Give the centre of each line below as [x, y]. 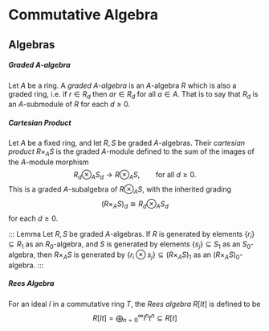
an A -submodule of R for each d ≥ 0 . [69, 104]
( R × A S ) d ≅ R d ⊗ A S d [135, 205]
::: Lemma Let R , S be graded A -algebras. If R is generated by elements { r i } [132, 235]
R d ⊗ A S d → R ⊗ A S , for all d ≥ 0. [135, 176]
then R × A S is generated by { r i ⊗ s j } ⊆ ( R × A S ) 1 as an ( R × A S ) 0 [139, 255]
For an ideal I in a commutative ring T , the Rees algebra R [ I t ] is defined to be [134, 304]
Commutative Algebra [84, 15]
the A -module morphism [49, 162]
